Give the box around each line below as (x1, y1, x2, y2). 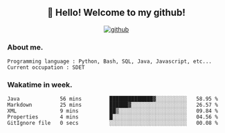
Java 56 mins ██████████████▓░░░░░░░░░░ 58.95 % (7, 96, 218, 103)
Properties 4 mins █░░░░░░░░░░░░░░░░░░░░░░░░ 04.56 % (7, 114, 218, 121)
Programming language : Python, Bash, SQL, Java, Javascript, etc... (7, 58, 213, 65)
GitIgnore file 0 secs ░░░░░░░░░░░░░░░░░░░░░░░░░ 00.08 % (7, 120, 218, 127)
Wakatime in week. (7, 80, 73, 90)
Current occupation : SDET (7, 64, 85, 71)
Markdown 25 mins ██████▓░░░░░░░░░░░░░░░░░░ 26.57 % (7, 101, 218, 109)
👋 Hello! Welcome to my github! (47, 7, 186, 19)
